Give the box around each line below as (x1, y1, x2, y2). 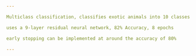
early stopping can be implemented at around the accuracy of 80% (6, 35, 177, 42)
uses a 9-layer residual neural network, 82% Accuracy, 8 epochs (6, 24, 174, 30)
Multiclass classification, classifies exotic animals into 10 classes (6, 14, 190, 20)
